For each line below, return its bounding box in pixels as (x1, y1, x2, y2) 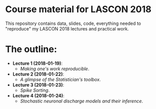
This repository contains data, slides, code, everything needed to (5, 20, 141, 26)
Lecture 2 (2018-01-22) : (12, 71, 64, 77)
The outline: (5, 44, 57, 55)
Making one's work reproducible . (20, 65, 90, 71)
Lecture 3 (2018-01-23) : (12, 82, 64, 88)
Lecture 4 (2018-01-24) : (12, 92, 65, 98)
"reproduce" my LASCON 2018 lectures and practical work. (5, 25, 129, 31)
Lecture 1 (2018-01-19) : (12, 60, 63, 66)
